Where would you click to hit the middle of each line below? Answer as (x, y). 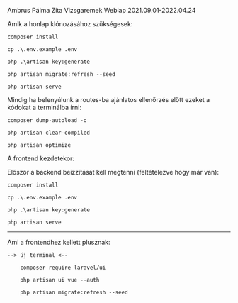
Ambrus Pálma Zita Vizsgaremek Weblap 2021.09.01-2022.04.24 (102, 10)
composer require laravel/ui (63, 268)
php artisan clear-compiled (49, 133)
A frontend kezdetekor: (41, 158)
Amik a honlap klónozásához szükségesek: (70, 24)
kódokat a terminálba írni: (44, 107)
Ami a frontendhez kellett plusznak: (59, 242)
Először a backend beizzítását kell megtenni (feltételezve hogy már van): (113, 172)
